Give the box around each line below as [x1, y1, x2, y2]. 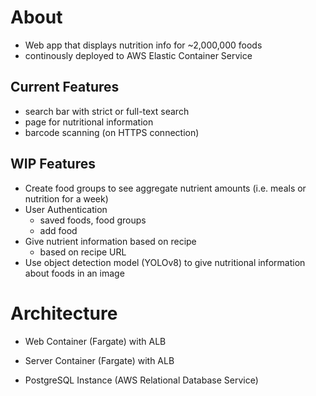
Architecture [10, 302, 118, 325]
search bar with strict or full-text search [24, 105, 190, 117]
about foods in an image [24, 267, 125, 279]
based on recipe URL [39, 246, 127, 258]
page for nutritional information [24, 116, 154, 128]
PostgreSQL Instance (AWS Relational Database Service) [24, 374, 259, 386]
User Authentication [24, 203, 108, 215]
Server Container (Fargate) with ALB [24, 354, 175, 366]
